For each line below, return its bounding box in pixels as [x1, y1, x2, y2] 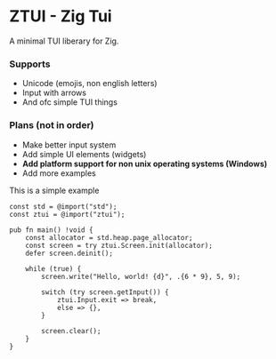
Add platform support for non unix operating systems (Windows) [21, 158, 268, 169]
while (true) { [25, 264, 82, 273]
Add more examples [21, 167, 96, 179]
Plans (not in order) [9, 119, 94, 132]
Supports [9, 58, 51, 70]
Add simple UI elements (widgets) [21, 148, 147, 159]
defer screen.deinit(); [25, 249, 114, 258]
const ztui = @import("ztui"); [9, 210, 126, 219]
